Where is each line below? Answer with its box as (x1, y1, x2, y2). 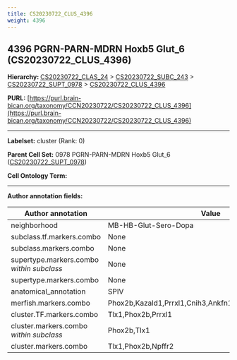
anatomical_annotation (11, 287, 86, 296)
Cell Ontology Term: (7, 172, 68, 180)
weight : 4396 (7, 17, 46, 24)
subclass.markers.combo (11, 244, 95, 253)
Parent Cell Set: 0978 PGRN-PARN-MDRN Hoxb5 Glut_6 (7, 150, 171, 159)
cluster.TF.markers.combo (11, 310, 99, 320)
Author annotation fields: (7, 192, 83, 200)
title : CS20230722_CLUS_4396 (7, 10, 93, 18)
